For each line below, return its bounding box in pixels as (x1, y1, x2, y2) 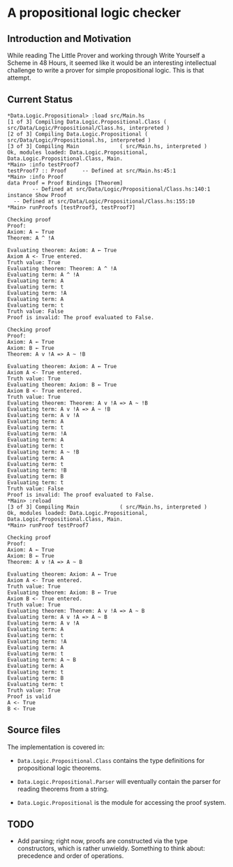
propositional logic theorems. (17, 764, 102, 772)
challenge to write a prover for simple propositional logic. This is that (7, 66, 204, 74)
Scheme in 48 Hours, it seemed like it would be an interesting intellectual (7, 59, 216, 67)
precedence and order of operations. (17, 852, 124, 860)
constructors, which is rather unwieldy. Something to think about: (17, 844, 206, 853)
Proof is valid (7, 693, 52, 700)
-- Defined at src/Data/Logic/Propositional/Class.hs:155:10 (13, 198, 195, 205)
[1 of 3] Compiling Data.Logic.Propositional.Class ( (7, 118, 167, 125)
